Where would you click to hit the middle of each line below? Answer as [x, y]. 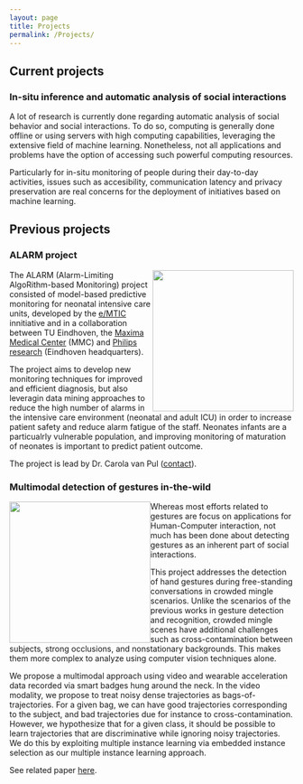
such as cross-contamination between [221, 639]
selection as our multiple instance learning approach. [108, 753]
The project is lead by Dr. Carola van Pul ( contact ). [103, 463]
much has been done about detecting [220, 536]
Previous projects [60, 230]
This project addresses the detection [218, 572]
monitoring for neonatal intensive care [80, 303]
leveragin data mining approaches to [78, 397]
